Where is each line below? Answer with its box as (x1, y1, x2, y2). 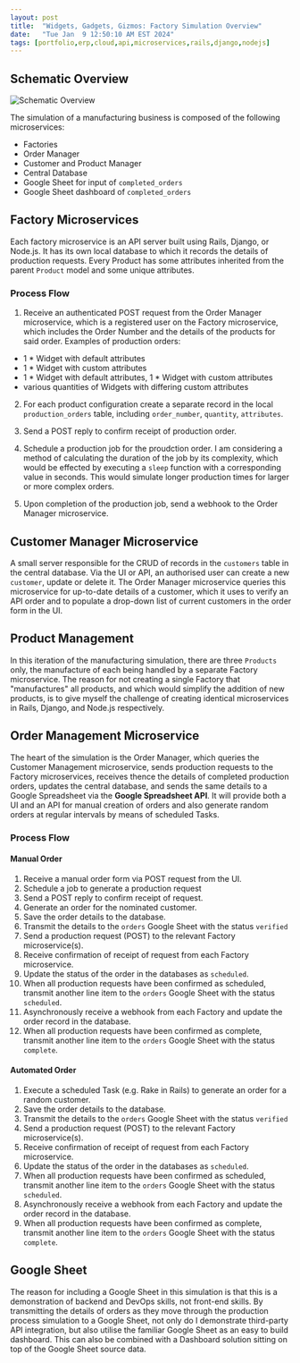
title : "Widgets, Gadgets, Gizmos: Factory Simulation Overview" (10, 21, 262, 30)
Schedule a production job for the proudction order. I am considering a (22, 444, 283, 454)
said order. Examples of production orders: (22, 336, 181, 347)
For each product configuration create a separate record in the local (22, 399, 273, 410)
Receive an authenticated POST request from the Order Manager (22, 308, 262, 318)
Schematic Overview (10, 71, 129, 86)
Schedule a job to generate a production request (22, 883, 202, 893)
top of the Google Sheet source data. (10, 1343, 146, 1354)
